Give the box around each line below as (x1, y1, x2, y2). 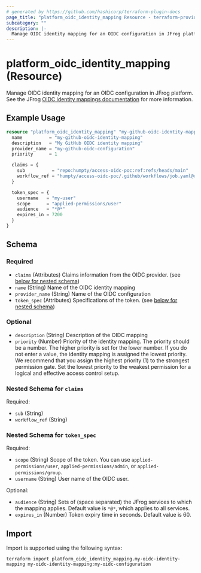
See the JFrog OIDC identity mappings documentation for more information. (6, 96, 193, 103)
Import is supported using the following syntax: (6, 544, 123, 551)
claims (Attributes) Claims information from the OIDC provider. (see (14, 271, 181, 278)
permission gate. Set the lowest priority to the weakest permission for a (14, 363, 191, 370)
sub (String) (14, 410, 44, 417)
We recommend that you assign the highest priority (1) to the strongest (14, 357, 190, 364)
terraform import (6, 556, 50, 562)
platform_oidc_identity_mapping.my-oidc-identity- (51, 556, 181, 562)
